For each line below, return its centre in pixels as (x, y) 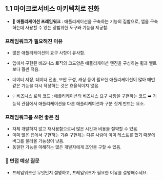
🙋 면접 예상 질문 (22, 161)
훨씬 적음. (31, 69)
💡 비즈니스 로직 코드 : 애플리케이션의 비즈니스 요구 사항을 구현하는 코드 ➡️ (82, 96)
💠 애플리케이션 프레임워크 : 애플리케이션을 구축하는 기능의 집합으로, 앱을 (81, 21)
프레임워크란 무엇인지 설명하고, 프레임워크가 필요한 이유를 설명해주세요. (80, 172)
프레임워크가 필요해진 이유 (34, 41)
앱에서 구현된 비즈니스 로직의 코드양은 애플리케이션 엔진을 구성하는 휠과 (80, 63)
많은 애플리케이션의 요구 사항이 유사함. (49, 53)
